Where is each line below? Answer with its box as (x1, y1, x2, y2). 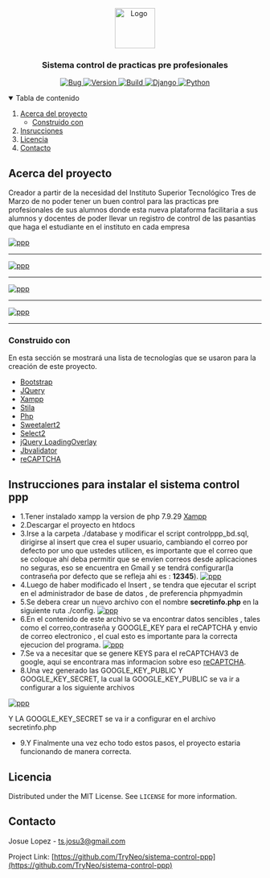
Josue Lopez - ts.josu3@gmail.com (8, 836, 126, 846)
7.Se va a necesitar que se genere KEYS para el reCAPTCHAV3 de (19, 648, 239, 658)
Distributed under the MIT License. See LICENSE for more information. (8, 792, 237, 801)
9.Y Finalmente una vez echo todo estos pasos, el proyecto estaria (19, 738, 241, 748)
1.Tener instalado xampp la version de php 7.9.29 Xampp (19, 511, 207, 521)
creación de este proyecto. (8, 362, 98, 371)
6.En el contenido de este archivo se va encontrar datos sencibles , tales (19, 615, 261, 624)
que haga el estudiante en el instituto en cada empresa (8, 222, 190, 232)
